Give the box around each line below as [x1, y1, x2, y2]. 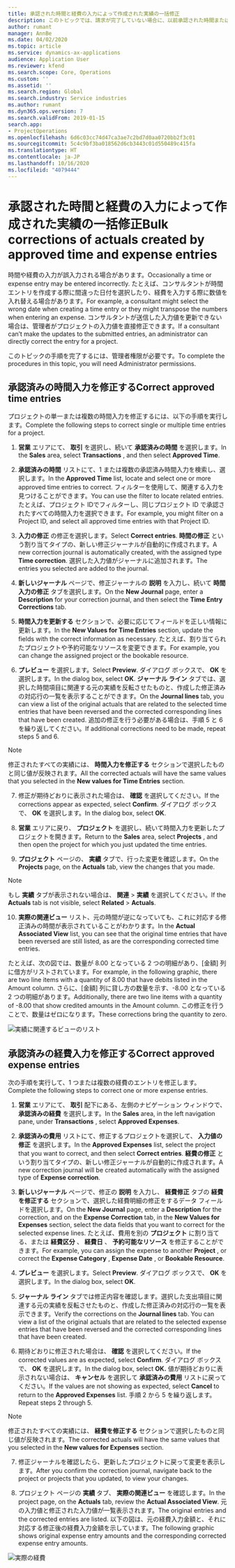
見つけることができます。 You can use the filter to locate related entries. [17, 491, 224, 500]
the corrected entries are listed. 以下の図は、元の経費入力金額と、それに [17, 1515, 227, 1523]
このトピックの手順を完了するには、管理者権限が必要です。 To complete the [8, 351, 225, 360]
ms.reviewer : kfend [8, 62, 65, 69]
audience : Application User [8, 56, 90, 63]
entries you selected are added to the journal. [17, 564, 149, 573]
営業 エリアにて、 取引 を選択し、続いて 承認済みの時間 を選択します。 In [17, 443, 227, 451]
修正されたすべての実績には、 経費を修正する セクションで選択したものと [8, 1427, 219, 1435]
